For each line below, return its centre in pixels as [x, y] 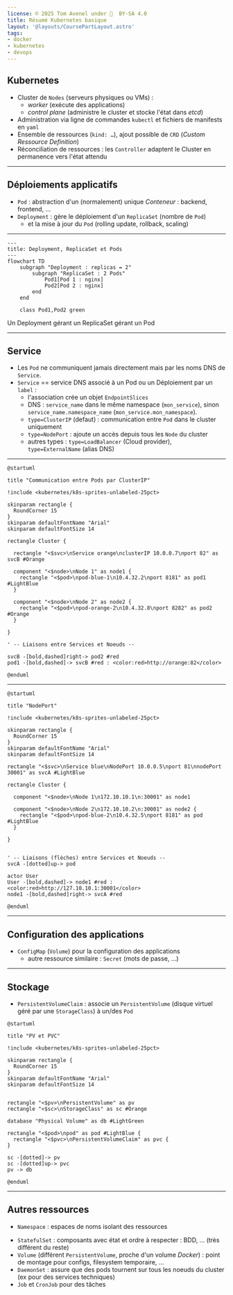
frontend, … [34, 209]
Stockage [28, 987]
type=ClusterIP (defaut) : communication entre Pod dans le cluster [122, 420]
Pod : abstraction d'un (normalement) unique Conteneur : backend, [112, 202]
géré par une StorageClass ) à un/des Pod [75, 1011]
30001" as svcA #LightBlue [46, 773]
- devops [20, 53]
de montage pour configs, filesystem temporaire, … [90, 1262]
